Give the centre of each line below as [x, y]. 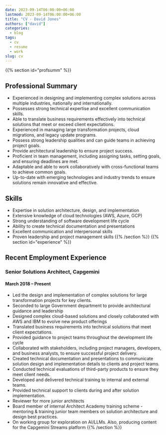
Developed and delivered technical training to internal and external [81, 380]
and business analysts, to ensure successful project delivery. [75, 353]
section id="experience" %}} [42, 242]
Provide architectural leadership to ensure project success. [73, 151]
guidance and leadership [38, 311]
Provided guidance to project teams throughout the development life [82, 337]
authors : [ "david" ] [25, 24]
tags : [11, 38]
